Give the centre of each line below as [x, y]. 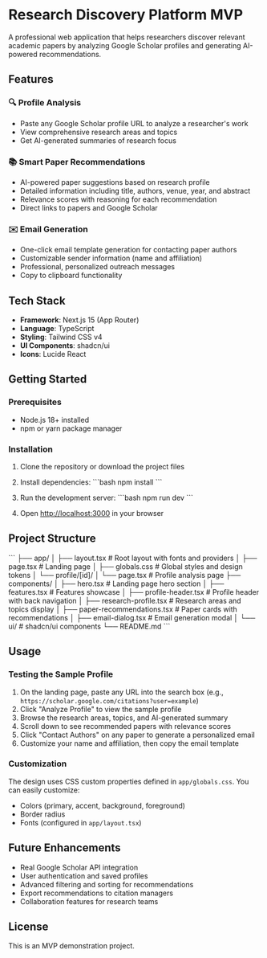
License [28, 927]
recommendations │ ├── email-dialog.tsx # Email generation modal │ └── [132, 617]
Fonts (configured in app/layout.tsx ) [81, 822]
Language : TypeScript [57, 329]
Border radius [42, 814]
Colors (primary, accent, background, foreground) [103, 805]
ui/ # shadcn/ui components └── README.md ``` [89, 626]
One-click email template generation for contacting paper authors [128, 250]
